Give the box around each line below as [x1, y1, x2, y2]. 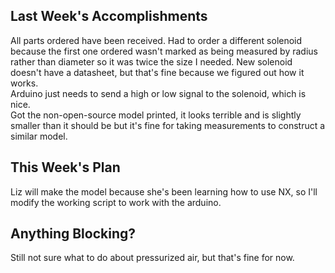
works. [10, 77, 39, 89]
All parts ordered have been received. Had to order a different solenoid [10, 34, 303, 46]
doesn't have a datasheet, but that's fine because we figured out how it [10, 66, 305, 78]
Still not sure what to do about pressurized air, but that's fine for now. [10, 252, 295, 264]
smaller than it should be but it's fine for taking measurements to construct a [10, 119, 326, 131]
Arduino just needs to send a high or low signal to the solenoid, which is [10, 87, 307, 99]
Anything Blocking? [10, 225, 137, 243]
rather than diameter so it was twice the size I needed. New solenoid [10, 55, 293, 68]
